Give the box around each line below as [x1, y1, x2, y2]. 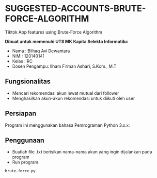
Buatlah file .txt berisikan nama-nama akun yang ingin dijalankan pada [12, 149, 153, 155]
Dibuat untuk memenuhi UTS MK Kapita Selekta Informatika [5, 38, 128, 44]
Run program [12, 159, 39, 165]
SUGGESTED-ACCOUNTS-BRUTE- [5, 3, 146, 14]
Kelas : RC [12, 58, 33, 64]
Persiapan [5, 109, 36, 118]
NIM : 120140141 [12, 53, 45, 59]
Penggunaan [5, 136, 45, 144]
